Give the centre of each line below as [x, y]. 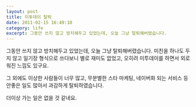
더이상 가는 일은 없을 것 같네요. [42, 98]
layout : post [22, 11]
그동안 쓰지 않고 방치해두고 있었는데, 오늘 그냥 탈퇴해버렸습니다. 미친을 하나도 [95, 51]
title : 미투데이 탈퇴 [29, 17]
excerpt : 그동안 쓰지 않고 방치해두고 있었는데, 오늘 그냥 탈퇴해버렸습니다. [86, 34]
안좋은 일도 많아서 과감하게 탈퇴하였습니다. [55, 85]
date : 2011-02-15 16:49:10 [39, 22]
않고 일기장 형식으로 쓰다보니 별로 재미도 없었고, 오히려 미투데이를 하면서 [96, 58]
